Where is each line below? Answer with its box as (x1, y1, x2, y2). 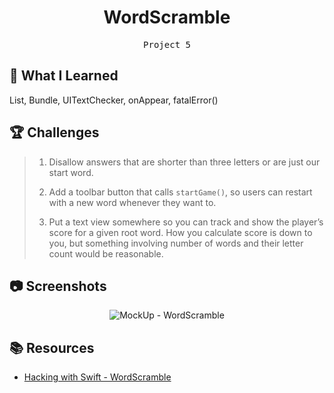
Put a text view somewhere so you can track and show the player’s (48, 216, 324, 228)
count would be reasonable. (48, 247, 164, 260)
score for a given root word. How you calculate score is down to (48, 226, 313, 238)
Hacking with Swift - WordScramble (23, 371, 172, 383)
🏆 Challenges (9, 124, 100, 141)
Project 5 (143, 39, 191, 50)
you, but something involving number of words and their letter (48, 237, 304, 249)
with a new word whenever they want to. (48, 196, 217, 208)
